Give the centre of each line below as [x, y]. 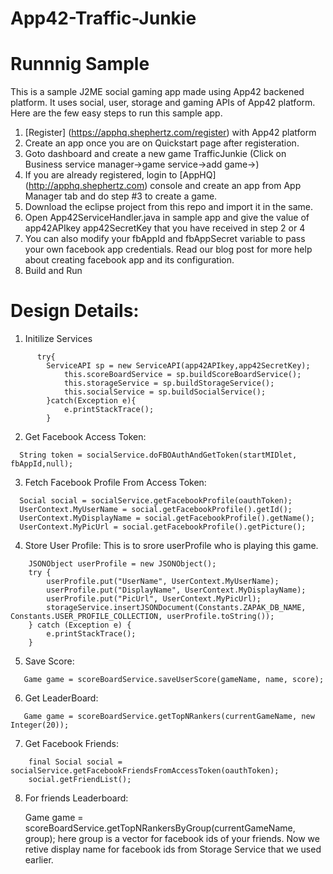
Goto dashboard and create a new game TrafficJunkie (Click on [155, 154]
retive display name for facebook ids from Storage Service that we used [173, 849]
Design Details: [75, 311]
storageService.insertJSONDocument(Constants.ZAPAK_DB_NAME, [176, 608]
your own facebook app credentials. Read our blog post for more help [168, 249]
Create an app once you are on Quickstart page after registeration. [162, 143]
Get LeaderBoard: [61, 698]
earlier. [39, 860]
